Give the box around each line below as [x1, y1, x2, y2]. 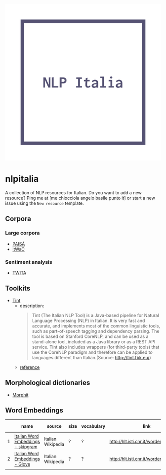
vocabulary [81, 423, 105, 429]
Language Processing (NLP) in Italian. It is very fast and [32, 317, 145, 323]
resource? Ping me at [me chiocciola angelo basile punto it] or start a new [5, 195, 156, 201]
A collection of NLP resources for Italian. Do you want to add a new [5, 189, 142, 195]
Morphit [12, 392, 29, 397]
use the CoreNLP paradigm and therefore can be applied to [32, 349, 153, 355]
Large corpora [5, 230, 40, 237]
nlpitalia [5, 173, 39, 185]
